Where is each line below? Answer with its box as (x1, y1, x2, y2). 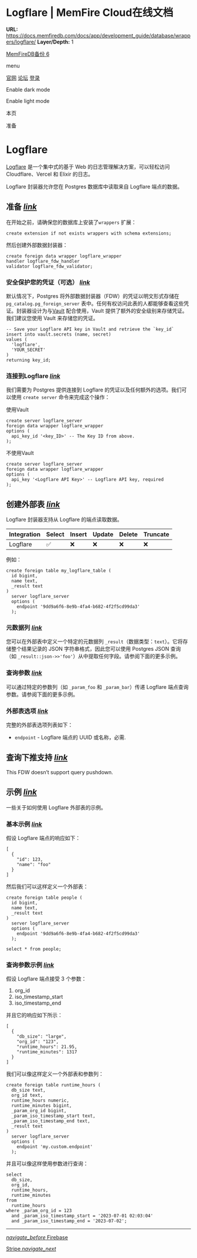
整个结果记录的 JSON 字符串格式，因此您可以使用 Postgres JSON (11, 645, 169, 653)
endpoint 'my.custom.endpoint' (16, 1144, 93, 1150)
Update (93, 530, 114, 538)
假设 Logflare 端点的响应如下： (6, 834, 81, 841)
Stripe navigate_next (6, 1245, 57, 1253)
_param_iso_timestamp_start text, (11, 1113, 96, 1119)
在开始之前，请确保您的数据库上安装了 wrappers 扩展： (6, 219, 137, 226)
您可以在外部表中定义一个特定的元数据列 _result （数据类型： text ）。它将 (6, 638, 183, 645)
